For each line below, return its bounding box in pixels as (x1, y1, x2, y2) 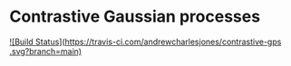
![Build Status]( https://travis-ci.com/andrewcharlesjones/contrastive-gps (9, 36, 282, 47)
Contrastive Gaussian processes (9, 6, 261, 27)
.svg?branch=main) (9, 45, 82, 56)
